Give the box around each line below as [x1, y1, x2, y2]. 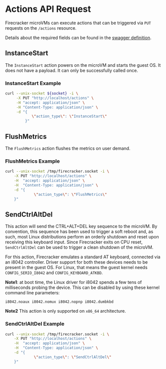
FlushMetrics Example [5, 157, 60, 164]
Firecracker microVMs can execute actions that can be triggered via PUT [5, 20, 151, 26]
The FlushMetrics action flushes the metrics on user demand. [5, 145, 131, 151]
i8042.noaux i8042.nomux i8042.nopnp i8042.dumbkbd [5, 299, 114, 305]
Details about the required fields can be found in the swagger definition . [5, 35, 152, 41]
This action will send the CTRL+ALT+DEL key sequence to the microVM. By [5, 224, 158, 230]
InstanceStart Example [5, 80, 61, 87]
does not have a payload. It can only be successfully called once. [5, 67, 138, 73]
